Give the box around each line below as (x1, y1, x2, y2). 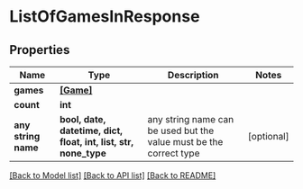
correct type (147, 147, 200, 159)
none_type (60, 147, 106, 159)
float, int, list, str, (60, 136, 134, 148)
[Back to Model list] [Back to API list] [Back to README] (9, 170, 216, 181)
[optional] (247, 130, 289, 142)
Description (167, 69, 219, 81)
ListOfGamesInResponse (9, 6, 200, 27)
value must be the (147, 136, 224, 148)
